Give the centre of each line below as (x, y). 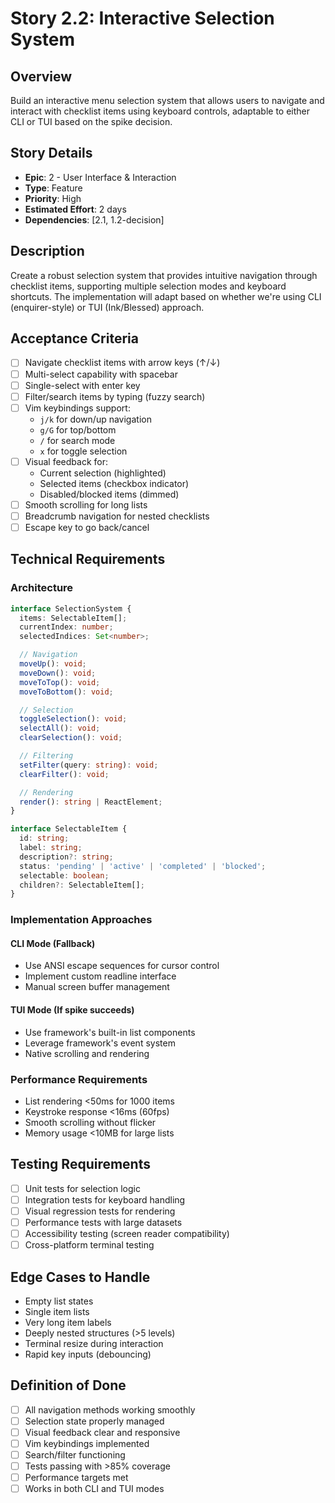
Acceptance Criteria (74, 338)
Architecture (42, 588)
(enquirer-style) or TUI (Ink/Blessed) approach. (107, 307)
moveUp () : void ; (53, 664)
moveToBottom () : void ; (66, 692)
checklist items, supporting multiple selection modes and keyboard (148, 286)
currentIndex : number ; (66, 627)
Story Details (51, 153)
